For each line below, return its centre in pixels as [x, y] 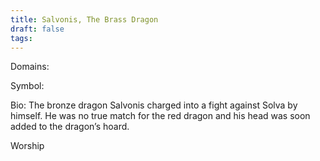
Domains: [30, 67]
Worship [27, 146]
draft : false [37, 29]
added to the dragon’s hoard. [70, 127]
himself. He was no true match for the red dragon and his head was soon [160, 116]
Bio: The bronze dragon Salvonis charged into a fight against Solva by [154, 105]
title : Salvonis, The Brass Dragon [84, 19]
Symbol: [27, 86]
